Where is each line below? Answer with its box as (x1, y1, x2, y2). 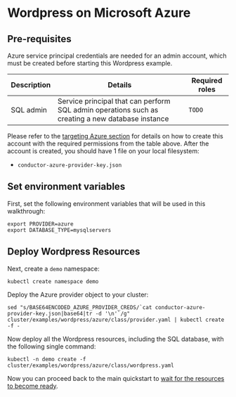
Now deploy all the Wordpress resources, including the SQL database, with (7, 334, 224, 343)
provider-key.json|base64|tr (7, 310, 93, 317)
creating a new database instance (57, 114, 169, 124)
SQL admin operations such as (57, 105, 159, 115)
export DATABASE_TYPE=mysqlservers (7, 226, 112, 233)
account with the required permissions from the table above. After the (7, 139, 209, 148)
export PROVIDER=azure (7, 220, 74, 228)
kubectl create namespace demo (7, 278, 99, 285)
